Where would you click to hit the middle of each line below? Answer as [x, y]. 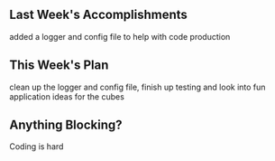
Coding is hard [37, 147]
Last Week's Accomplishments [98, 15]
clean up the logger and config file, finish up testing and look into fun [137, 87]
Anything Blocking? [66, 125]
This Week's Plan [59, 66]
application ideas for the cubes [67, 96]
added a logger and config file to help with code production [120, 36]
